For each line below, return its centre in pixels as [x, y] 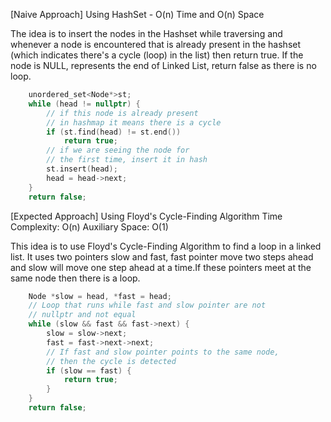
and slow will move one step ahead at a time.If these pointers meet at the [161, 267]
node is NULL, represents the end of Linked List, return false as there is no [163, 65]
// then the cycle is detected [111, 361]
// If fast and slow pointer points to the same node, [163, 352]
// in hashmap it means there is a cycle [134, 122]
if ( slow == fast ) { [89, 370]
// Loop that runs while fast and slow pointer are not [147, 305]
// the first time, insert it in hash [127, 160]
